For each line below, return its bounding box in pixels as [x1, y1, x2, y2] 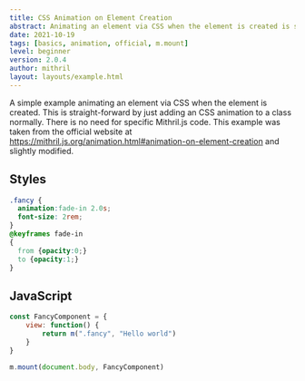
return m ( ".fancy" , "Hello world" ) [42, 329, 177, 338]
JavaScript [9, 288, 73, 304]
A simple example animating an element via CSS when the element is [9, 97, 268, 108]
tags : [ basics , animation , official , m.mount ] [9, 38, 189, 48]
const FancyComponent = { [9, 312, 107, 322]
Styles [9, 171, 47, 187]
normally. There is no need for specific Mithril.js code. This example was [9, 116, 281, 127]
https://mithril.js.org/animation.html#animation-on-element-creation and [9, 135, 280, 146]
